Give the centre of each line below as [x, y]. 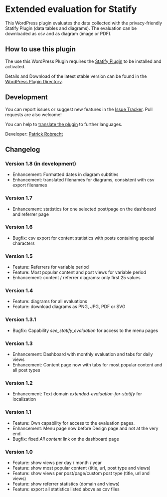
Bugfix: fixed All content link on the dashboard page [66, 439]
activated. [15, 66]
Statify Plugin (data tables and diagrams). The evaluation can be [71, 28]
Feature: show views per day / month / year [57, 463]
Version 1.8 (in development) [41, 164]
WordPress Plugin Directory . [34, 81]
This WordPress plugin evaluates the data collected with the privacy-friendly [84, 23]
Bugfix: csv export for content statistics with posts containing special [83, 238]
